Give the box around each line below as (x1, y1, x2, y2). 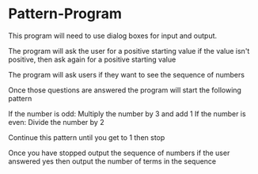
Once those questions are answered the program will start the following (8, 85, 241, 95)
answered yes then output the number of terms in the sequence (8, 156, 216, 166)
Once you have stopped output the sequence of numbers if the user (8, 148, 230, 157)
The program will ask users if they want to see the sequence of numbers (8, 70, 245, 79)
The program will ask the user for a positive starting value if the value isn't (8, 46, 250, 55)
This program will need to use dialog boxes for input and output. (8, 31, 218, 40)
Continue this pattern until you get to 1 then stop (8, 132, 165, 142)
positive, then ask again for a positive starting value (8, 55, 176, 64)
